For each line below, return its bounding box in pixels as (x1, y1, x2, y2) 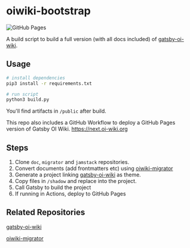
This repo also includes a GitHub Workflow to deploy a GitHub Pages (6, 119, 176, 126)
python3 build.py (6, 97, 50, 103)
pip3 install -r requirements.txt (6, 80, 93, 86)
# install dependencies (6, 75, 66, 81)
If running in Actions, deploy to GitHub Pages (14, 190, 127, 197)
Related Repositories (6, 207, 85, 218)
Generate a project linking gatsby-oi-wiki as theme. (14, 171, 142, 178)
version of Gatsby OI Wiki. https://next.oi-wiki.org (6, 125, 128, 132)
